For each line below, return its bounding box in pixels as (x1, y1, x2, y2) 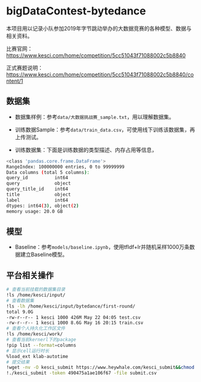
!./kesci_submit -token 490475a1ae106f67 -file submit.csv (6, 370, 157, 376)
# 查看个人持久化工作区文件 (6, 326, 66, 332)
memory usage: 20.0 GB (6, 208, 63, 214)
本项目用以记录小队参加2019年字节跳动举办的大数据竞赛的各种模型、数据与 (6, 25, 192, 32)
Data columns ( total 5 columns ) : (6, 169, 90, 175)
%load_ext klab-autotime (6, 353, 68, 359)
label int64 (6, 197, 68, 203)
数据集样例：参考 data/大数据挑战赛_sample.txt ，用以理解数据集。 (14, 113, 175, 121)
